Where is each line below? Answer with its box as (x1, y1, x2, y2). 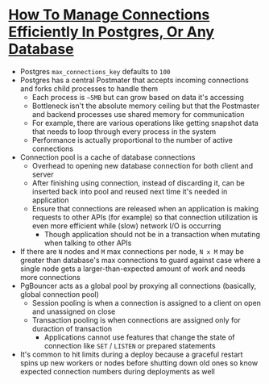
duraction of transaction (31, 323, 113, 333)
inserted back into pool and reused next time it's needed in (31, 186, 228, 196)
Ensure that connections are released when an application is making (31, 203, 259, 213)
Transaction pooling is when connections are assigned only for (31, 315, 241, 324)
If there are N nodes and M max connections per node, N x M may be (19, 246, 244, 256)
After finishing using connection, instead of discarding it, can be (31, 177, 246, 187)
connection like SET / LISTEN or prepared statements (43, 340, 216, 350)
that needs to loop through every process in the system (31, 127, 217, 136)
